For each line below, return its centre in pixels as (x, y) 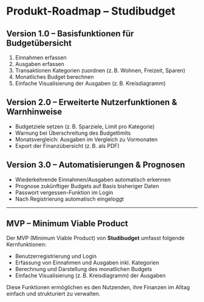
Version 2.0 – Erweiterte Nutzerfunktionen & (92, 102)
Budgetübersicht (39, 43)
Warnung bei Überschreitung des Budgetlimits (73, 133)
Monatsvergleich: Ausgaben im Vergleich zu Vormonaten (86, 139)
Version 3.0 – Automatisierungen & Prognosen (96, 165)
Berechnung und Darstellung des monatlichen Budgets (83, 269)
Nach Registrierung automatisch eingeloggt (70, 199)
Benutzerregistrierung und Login (56, 257)
